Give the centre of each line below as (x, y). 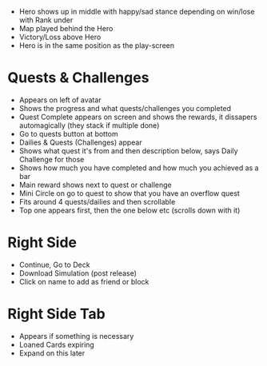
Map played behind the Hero (66, 28)
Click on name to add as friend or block (84, 281)
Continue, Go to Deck (54, 265)
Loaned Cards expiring (57, 344)
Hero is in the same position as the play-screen (97, 46)
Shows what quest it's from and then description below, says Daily (128, 150)
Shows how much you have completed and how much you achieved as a (139, 168)
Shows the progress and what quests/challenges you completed (125, 108)
